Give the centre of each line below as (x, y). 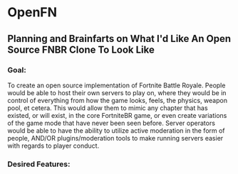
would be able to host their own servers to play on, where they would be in (117, 92)
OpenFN (32, 12)
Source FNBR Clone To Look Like (81, 49)
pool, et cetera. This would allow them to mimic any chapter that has (108, 108)
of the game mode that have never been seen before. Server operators (112, 123)
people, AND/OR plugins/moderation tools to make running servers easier (115, 138)
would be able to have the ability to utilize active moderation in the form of (117, 130)
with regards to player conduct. (53, 146)
